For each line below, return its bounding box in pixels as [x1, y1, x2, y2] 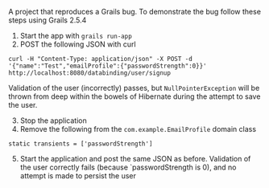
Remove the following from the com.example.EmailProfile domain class [19, 125, 256, 133]
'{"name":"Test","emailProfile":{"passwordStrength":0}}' [8, 62, 207, 70]
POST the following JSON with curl [19, 39, 136, 49]
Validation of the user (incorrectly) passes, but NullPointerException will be [8, 84, 260, 92]
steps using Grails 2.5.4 [8, 15, 87, 25]
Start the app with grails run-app [19, 31, 133, 40]
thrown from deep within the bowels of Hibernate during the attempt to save [8, 92, 261, 101]
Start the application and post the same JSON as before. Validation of [19, 154, 251, 163]
